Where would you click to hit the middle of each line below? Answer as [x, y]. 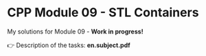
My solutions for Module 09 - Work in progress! [75, 31]
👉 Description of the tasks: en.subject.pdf [69, 45]
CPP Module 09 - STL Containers [103, 13]
